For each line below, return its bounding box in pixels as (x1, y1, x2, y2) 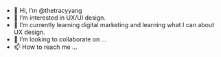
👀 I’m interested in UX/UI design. (13, 14, 106, 22)
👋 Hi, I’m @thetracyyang (13, 7, 82, 14)
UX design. (13, 28, 46, 36)
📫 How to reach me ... (13, 43, 78, 51)
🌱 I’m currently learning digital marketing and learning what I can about (13, 21, 215, 28)
